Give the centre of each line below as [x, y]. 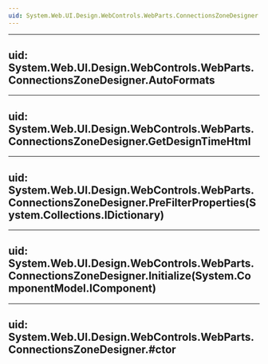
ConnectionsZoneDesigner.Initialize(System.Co [130, 276]
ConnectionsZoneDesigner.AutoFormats [112, 80]
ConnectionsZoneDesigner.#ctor [93, 350]
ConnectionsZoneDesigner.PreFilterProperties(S [132, 203]
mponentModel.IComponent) [83, 289]
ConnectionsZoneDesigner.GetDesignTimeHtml [130, 141]
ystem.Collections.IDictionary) [87, 215]
